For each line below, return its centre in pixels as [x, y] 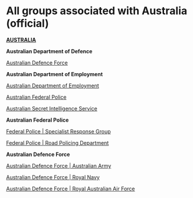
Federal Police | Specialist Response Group [58, 131]
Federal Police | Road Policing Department [58, 142]
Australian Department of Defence [49, 51]
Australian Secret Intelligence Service [52, 108]
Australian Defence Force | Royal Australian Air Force [71, 189]
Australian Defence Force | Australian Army [59, 165]
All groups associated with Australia [97, 11]
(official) [27, 23]
